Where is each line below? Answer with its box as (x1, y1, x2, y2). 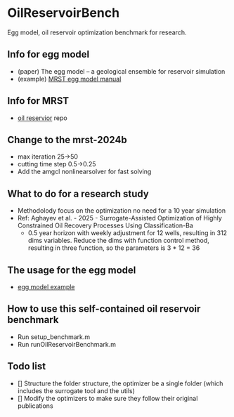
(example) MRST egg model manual (17, 74, 122, 83)
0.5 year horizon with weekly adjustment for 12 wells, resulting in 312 (27, 229, 227, 237)
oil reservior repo (17, 114, 68, 122)
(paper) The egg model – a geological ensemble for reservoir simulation (17, 67, 226, 75)
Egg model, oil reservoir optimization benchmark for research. (7, 28, 187, 37)
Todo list (7, 360, 46, 373)
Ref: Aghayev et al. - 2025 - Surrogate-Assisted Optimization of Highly (17, 214, 223, 223)
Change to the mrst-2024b (7, 133, 128, 145)
